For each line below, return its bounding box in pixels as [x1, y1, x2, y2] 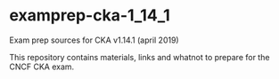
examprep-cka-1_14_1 [9, 5, 171, 26]
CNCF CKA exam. [9, 61, 75, 72]
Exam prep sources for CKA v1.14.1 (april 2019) [9, 35, 180, 45]
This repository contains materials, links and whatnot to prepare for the [9, 51, 270, 62]
